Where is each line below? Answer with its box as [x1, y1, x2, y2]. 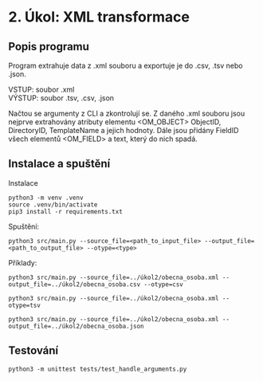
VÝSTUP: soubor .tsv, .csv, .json [8, 93, 114, 103]
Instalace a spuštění [8, 157, 111, 171]
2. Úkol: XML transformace [8, 8, 190, 26]
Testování [8, 344, 58, 358]
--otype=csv [143, 280, 183, 289]
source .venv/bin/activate [8, 200, 98, 209]
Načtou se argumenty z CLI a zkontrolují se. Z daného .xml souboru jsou [8, 108, 245, 118]
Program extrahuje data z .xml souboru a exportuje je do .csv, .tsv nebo [8, 61, 243, 70]
